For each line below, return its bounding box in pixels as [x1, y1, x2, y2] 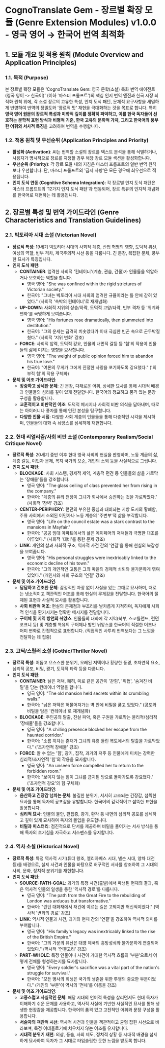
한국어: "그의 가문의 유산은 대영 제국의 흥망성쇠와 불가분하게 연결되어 [27, 939, 159, 945]
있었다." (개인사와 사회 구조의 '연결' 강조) [27, 572, 106, 578]
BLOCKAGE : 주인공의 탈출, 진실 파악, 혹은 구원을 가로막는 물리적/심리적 [19, 714, 158, 720]
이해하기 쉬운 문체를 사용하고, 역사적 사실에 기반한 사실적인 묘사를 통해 [19, 1000, 155, 1007]
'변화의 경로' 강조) [36, 910, 71, 916]
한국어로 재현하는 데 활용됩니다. [17, 192, 78, 198]
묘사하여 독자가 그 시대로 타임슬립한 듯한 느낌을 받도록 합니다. [28, 1037, 147, 1044]
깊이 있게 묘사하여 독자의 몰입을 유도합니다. [25, 817, 108, 823]
